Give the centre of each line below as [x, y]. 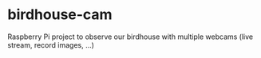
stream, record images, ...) [51, 44]
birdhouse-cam [60, 15]
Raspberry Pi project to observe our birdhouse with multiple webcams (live [130, 37]
